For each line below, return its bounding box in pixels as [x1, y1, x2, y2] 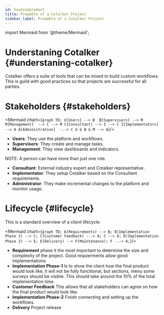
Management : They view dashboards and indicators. [12, 146, 120, 152]
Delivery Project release [12, 305, 62, 311]
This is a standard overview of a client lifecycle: [5, 219, 101, 225]
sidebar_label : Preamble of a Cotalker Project [5, 16, 104, 21]
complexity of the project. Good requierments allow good [12, 252, 128, 259]
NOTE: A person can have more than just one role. [5, 156, 106, 162]
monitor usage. [12, 186, 43, 192]
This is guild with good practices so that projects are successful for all [5, 79, 147, 84]
